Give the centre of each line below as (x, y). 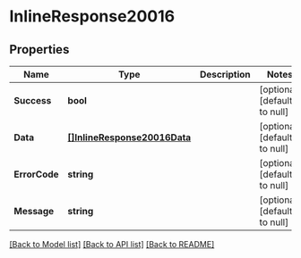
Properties (39, 50)
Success (33, 100)
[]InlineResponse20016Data (129, 137)
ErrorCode (37, 174)
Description (225, 75)
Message (34, 211)
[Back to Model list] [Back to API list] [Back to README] (112, 244)
